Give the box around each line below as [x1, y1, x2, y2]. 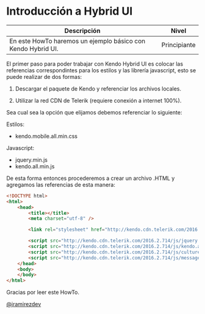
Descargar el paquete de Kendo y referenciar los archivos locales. [15, 84, 182, 92]
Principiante [161, 40, 196, 49]
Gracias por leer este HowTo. [6, 289, 80, 296]
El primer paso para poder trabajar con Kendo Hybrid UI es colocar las [6, 60, 184, 67]
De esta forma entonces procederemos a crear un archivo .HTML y [6, 174, 175, 182]
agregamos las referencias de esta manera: [6, 181, 116, 188]
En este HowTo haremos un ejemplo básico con [9, 37, 145, 45]
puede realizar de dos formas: [6, 73, 82, 80]
